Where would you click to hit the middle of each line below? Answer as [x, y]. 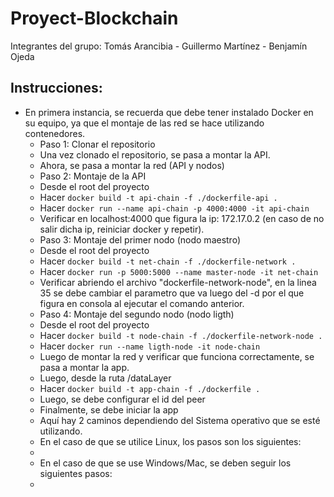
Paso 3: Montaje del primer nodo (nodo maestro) [140, 239]
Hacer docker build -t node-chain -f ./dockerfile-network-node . [181, 335]
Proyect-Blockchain [94, 18]
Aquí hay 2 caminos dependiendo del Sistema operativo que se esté [180, 420]
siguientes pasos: [76, 473]
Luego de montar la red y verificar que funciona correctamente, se [177, 356]
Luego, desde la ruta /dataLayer [105, 378]
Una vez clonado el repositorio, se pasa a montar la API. [155, 154]
